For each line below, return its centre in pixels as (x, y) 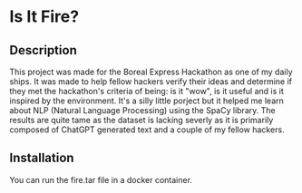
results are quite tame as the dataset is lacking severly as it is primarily (141, 120)
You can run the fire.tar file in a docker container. (101, 179)
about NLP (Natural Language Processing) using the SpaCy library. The (142, 110)
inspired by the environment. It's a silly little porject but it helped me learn (146, 101)
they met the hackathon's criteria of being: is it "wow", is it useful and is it (146, 91)
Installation (42, 158)
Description (43, 50)
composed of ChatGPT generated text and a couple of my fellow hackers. (147, 130)
